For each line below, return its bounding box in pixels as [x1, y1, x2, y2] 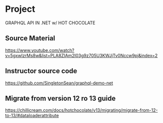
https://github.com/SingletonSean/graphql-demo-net [5, 80, 114, 86]
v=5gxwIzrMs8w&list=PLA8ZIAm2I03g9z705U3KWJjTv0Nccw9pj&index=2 [5, 52, 158, 58]
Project [5, 3, 36, 15]
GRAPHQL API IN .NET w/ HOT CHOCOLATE [5, 20, 95, 26]
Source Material [5, 34, 55, 42]
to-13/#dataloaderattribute [5, 113, 59, 119]
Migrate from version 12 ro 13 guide [5, 94, 116, 102]
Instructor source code [5, 67, 78, 75]
